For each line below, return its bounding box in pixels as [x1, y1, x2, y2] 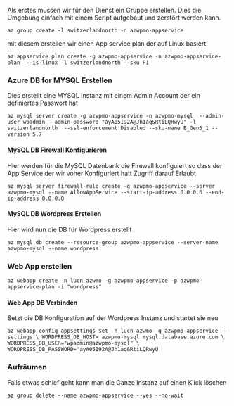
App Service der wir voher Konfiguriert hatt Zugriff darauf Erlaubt [7, 169, 197, 177]
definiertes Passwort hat [7, 99, 79, 108]
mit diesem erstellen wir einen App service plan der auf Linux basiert [7, 39, 207, 48]
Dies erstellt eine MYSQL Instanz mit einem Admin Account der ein [7, 91, 200, 100]
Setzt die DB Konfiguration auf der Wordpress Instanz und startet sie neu [7, 314, 219, 322]
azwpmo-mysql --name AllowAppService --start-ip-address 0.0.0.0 [7, 189, 202, 196]
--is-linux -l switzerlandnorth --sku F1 [25, 59, 150, 66]
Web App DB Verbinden [7, 298, 78, 307]
